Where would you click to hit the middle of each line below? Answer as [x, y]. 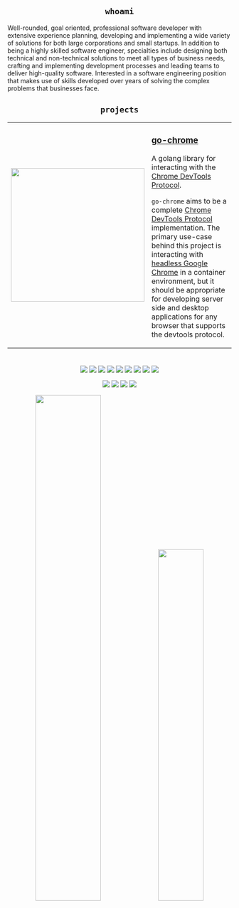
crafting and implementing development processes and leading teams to [113, 65]
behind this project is [187, 246]
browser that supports [189, 325]
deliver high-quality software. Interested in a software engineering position [117, 73]
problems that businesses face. [53, 88]
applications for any [185, 317]
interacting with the [184, 167]
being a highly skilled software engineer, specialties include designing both [117, 51]
